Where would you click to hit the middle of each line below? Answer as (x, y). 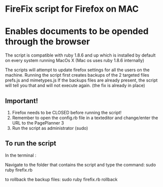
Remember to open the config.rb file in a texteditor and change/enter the (85, 118)
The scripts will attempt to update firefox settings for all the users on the (77, 70)
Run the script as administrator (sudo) (50, 128)
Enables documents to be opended (77, 31)
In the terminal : (21, 155)
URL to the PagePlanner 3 (38, 123)
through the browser (47, 42)
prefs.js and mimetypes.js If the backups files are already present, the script (81, 80)
